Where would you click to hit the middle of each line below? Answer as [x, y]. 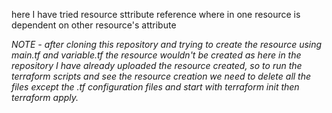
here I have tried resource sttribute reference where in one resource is [156, 14]
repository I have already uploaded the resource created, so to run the [157, 65]
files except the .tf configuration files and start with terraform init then [155, 87]
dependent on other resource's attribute [94, 25]
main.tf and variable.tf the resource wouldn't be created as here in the [156, 55]
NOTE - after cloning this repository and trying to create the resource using [167, 44]
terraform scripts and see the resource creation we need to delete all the [161, 76]
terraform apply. [45, 97]
